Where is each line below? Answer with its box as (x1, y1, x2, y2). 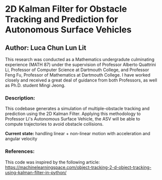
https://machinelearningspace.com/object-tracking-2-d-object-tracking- (5, 164, 152, 170)
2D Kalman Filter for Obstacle (5, 3, 127, 15)
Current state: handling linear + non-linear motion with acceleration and (5, 131, 150, 137)
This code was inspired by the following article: (5, 159, 100, 165)
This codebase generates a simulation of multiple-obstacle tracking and (5, 106, 150, 112)
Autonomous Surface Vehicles (5, 24, 132, 35)
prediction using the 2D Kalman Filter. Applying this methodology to (5, 111, 141, 117)
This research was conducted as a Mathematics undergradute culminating (5, 57, 155, 62)
